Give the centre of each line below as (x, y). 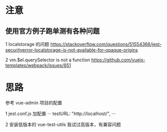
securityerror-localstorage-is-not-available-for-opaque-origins (72, 50)
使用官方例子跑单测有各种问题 (53, 31)
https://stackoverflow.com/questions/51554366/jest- (106, 44)
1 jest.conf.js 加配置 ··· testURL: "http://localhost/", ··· (60, 114)
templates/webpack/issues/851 (38, 65)
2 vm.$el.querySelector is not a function (48, 60)
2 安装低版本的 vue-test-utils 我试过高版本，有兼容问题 (63, 124)
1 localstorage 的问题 (27, 44)
